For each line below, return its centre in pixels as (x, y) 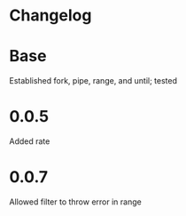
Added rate (30, 141)
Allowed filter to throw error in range (75, 202)
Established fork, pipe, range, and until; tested (93, 81)
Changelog (50, 16)
